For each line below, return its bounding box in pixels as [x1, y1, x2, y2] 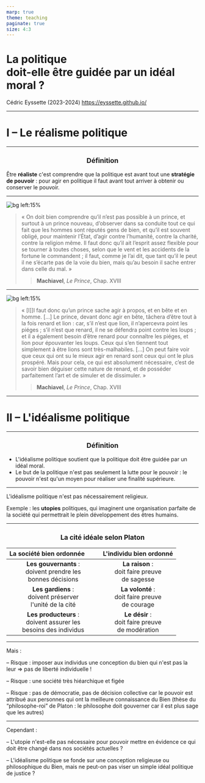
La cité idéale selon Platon [60, 532, 145, 542]
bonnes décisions [27, 575, 79, 584]
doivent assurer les [26, 618, 81, 627]
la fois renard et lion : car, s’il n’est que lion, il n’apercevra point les [21, 320, 188, 327]
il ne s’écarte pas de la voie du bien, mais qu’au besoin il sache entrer [21, 259, 196, 267]
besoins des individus [22, 626, 84, 634]
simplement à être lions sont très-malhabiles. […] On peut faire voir [21, 346, 190, 353]
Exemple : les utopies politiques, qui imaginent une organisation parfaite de [6, 505, 196, 512]
